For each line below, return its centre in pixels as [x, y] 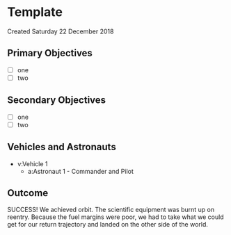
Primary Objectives [50, 53]
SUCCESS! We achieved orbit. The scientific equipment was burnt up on [111, 210]
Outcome [28, 193]
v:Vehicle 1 [32, 163]
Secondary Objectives [57, 100]
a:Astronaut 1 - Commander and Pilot [81, 171]
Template [35, 12]
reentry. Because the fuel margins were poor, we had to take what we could [115, 217]
